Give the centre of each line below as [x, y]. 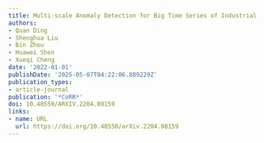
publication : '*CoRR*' [46, 97]
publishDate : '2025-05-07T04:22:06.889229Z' [83, 75]
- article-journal [38, 89]
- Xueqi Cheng [32, 60]
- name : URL [28, 119]
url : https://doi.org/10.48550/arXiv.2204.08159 [97, 126]
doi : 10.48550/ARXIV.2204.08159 [61, 104]
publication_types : [40, 82]
